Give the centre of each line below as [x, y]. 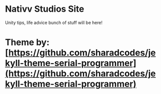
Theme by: [27, 42]
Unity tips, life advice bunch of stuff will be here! [54, 23]
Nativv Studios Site [45, 9]
